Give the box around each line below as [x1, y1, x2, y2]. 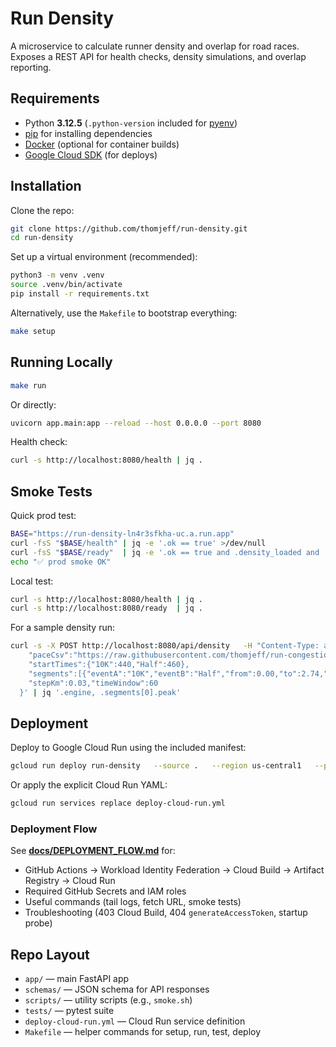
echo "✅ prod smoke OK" [10, 557, 112, 567]
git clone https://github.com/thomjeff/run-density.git [10, 223, 248, 234]
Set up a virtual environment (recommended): [10, 251, 198, 263]
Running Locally [10, 354, 113, 371]
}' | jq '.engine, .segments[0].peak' [19, 687, 182, 697]
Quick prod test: [10, 510, 77, 522]
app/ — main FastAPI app [24, 973, 130, 985]
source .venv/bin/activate [10, 280, 123, 290]
